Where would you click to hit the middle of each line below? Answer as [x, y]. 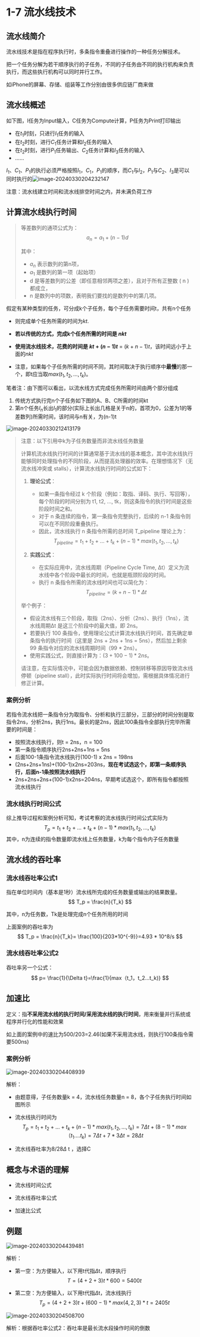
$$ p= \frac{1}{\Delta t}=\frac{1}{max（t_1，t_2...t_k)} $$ [100, 978]
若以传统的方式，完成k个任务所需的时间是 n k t [71, 334]
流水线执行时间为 [36, 1117]
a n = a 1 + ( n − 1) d [107, 238]
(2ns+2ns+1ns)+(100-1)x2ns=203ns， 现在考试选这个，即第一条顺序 [98, 764]
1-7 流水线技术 [41, 12]
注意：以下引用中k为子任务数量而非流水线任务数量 [82, 441]
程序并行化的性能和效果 [35, 1021]
